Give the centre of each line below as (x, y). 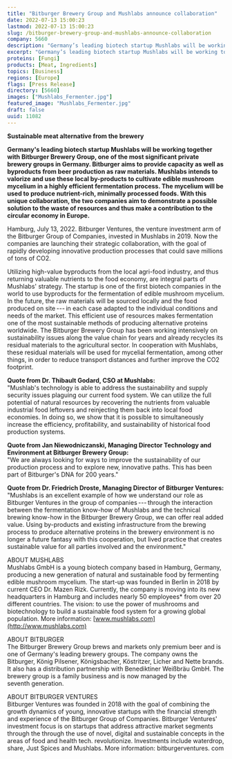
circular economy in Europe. (48, 215)
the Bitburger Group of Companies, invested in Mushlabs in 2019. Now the (113, 236)
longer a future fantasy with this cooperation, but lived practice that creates (115, 539)
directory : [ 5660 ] (33, 90)
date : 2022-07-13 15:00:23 (46, 20)
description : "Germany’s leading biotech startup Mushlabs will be (106, 46)
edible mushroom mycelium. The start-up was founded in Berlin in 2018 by (113, 582)
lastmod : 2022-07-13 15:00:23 (51, 26)
